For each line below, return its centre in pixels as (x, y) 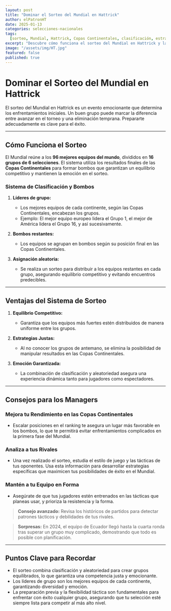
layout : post (19, 10)
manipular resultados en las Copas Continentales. (72, 354)
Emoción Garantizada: (37, 364)
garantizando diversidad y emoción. (50, 587)
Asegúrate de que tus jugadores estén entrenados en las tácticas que (85, 496)
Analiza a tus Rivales (31, 449)
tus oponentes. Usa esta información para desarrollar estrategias (81, 466)
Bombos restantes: (33, 234)
